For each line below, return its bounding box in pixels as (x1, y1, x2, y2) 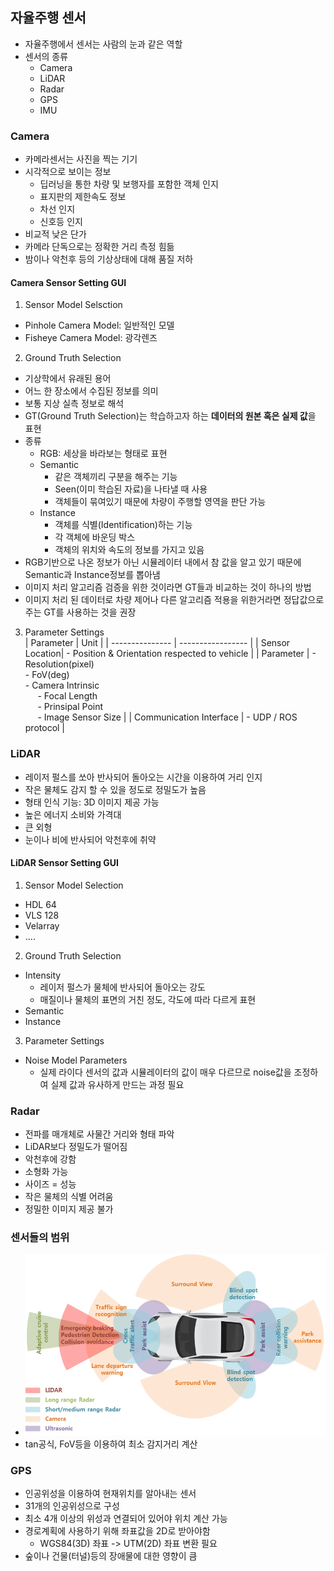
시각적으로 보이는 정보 (24, 166, 112, 178)
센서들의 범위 (10, 1231, 70, 1245)
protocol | (24, 722, 66, 734)
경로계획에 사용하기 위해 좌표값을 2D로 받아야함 (24, 1525, 211, 1537)
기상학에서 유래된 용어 (24, 373, 112, 385)
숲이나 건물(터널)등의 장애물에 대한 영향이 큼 (24, 1550, 198, 1562)
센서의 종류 (24, 50, 69, 62)
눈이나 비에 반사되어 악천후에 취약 (24, 833, 157, 845)
